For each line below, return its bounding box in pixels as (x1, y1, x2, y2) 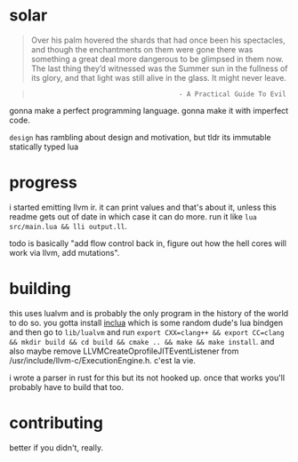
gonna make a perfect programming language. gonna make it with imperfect (9, 105, 289, 115)
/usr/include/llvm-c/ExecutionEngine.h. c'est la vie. (9, 354, 196, 365)
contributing (9, 413, 104, 433)
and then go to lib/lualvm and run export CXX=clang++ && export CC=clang (9, 326, 285, 338)
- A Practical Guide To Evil (178, 90, 286, 99)
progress (9, 172, 77, 193)
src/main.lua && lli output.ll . (9, 220, 127, 231)
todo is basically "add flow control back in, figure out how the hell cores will (9, 237, 287, 249)
